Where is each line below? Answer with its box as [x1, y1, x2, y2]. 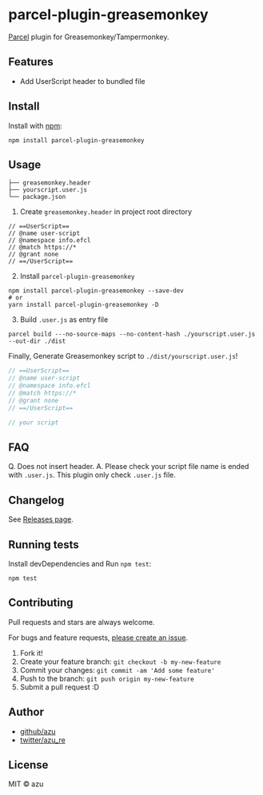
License [8, 757, 49, 772]
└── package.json [8, 193, 66, 201]
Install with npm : [8, 121, 62, 130]
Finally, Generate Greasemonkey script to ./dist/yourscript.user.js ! [8, 352, 238, 361]
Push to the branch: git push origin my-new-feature [19, 674, 194, 683]
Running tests [8, 538, 80, 551]
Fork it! [19, 648, 44, 658]
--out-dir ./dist [8, 337, 66, 345]
